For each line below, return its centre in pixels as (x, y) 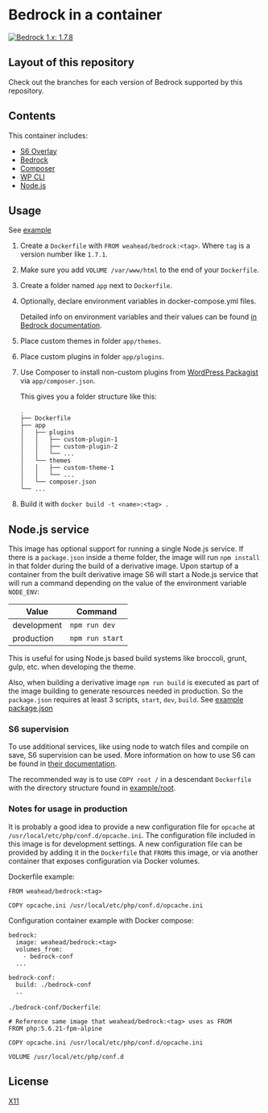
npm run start (97, 638)
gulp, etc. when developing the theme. (72, 667)
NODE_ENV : (24, 592)
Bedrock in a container (85, 15)
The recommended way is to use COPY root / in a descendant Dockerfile (130, 780)
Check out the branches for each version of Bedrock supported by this (126, 82)
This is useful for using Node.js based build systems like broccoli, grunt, (128, 659)
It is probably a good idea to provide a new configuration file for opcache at (132, 826)
